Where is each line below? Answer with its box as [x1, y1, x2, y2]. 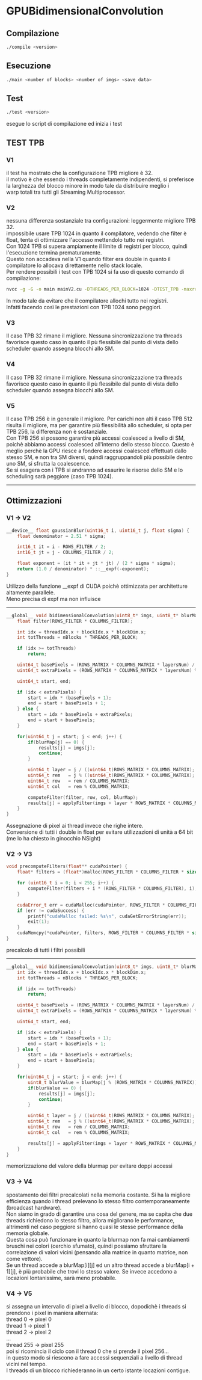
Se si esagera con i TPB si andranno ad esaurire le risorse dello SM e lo [6, 466, 183, 473]
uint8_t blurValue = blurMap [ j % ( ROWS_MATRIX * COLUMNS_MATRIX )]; [28, 1079, 200, 1085]
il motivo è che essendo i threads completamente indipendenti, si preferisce [6, 176, 194, 183]
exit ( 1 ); [28, 919, 50, 925]
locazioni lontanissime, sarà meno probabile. [6, 1274, 117, 1281]
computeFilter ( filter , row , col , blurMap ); [28, 794, 138, 801]
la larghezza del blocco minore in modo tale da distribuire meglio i [6, 182, 170, 189]
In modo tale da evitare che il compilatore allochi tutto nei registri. [6, 297, 168, 304]
